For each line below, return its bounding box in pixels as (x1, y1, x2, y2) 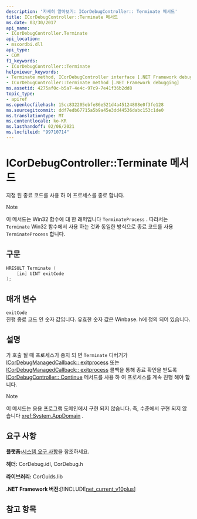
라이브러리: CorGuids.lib (6, 472, 63, 480)
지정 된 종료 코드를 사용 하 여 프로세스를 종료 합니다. (6, 191, 125, 199)
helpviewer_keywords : (6, 69, 59, 75)
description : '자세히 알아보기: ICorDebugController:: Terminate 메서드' (6, 8, 178, 15)
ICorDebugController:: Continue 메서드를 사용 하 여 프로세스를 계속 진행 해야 (6, 373, 184, 381)
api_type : (6, 47, 30, 53)
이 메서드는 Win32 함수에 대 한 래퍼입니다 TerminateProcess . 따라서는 (6, 216, 168, 223)
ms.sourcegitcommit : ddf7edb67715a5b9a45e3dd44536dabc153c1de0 (6, 107, 164, 113)
